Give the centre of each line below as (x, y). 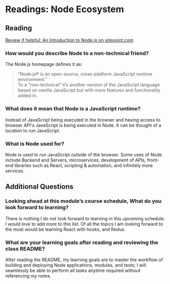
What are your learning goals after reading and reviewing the (82, 242)
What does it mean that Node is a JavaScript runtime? (73, 109)
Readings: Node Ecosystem (65, 9)
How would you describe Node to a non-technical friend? (77, 53)
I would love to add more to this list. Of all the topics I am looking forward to (84, 224)
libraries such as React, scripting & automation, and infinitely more (84, 165)
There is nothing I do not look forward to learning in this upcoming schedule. (85, 218)
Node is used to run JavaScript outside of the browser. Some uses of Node (84, 154)
